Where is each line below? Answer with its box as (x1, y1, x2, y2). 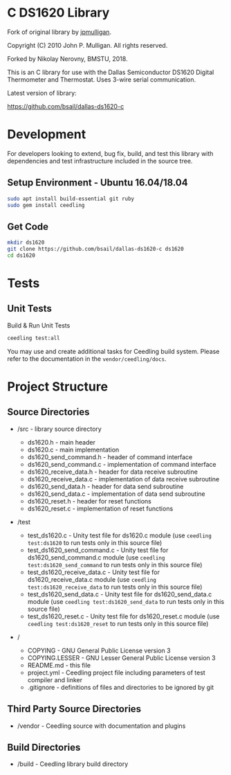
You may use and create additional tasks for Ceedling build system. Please (7, 347, 220, 355)
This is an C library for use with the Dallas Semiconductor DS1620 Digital (7, 68, 214, 76)
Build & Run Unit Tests (7, 321, 71, 330)
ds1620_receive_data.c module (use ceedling (27, 575, 157, 583)
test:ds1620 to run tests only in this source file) (27, 538, 163, 546)
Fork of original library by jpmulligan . (7, 28, 112, 36)
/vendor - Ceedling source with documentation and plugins (17, 722, 186, 730)
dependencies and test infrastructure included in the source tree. (7, 157, 193, 165)
